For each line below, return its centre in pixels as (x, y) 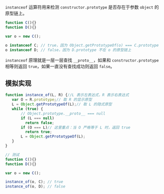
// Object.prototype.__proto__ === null (63, 113)
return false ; (40, 123)
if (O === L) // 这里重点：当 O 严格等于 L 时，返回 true (76, 128)
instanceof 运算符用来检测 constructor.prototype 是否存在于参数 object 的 (82, 7)
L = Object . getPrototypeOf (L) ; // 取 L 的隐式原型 (62, 104)
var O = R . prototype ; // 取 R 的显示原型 (52, 100)
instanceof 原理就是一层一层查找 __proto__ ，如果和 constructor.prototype (82, 60)
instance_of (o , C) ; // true (34, 182)
